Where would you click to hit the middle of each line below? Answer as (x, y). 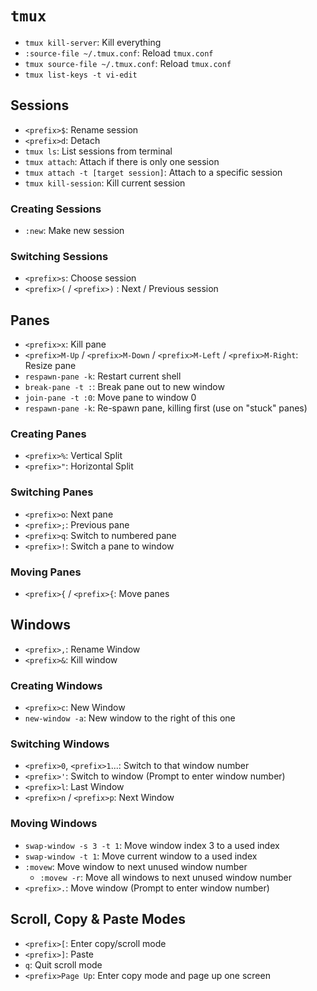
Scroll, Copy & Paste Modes (98, 919)
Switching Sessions (59, 256)
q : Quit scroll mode (63, 964)
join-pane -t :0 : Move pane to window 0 (110, 398)
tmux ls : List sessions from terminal (98, 151)
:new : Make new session (74, 231)
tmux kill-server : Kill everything (93, 42)
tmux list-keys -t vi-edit (81, 75)
